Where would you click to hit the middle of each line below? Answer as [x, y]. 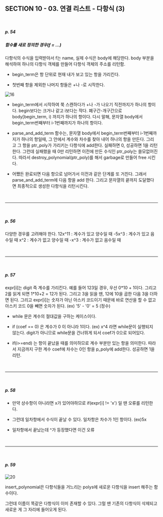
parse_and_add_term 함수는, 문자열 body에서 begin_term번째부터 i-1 [79, 133]
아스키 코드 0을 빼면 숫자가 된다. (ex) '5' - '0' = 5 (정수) [58, 306]
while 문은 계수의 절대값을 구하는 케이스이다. [54, 316]
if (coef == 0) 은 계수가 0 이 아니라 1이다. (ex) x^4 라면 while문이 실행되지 [83, 327]
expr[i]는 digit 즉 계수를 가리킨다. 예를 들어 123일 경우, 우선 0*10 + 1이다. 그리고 [81, 288]
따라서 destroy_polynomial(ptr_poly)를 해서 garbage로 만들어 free [83, 158]
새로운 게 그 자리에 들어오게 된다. [36, 510]
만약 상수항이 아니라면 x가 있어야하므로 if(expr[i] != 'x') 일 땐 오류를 [76, 403]
